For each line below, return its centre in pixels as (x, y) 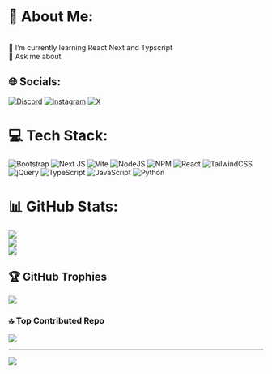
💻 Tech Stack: (58, 135)
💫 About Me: (51, 17)
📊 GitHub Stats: (64, 206)
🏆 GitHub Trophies (58, 277)
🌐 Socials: (35, 82)
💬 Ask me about (35, 56)
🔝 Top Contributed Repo (57, 321)
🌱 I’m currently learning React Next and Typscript (90, 47)
